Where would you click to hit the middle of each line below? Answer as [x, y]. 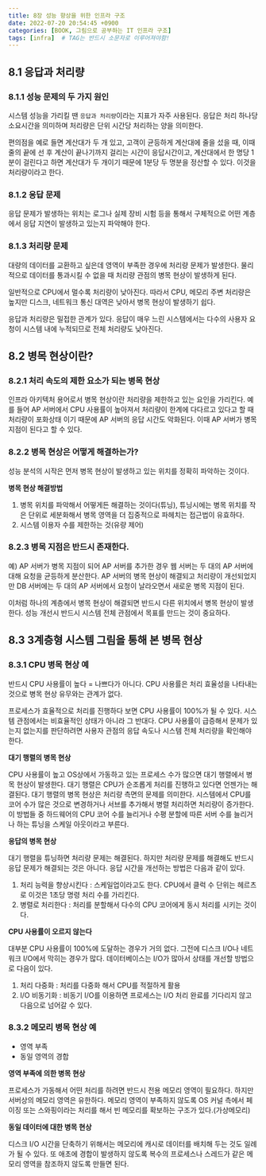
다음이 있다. [35, 968]
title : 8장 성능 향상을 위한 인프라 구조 [67, 16]
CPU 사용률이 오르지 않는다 [50, 931]
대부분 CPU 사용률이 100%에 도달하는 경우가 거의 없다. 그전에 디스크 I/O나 [124, 948]
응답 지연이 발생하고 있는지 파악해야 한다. [87, 224]
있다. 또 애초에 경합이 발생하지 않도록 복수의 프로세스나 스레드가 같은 [139, 1154]
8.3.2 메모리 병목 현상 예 [52, 1027]
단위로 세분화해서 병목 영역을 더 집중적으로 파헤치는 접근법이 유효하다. [136, 515]
